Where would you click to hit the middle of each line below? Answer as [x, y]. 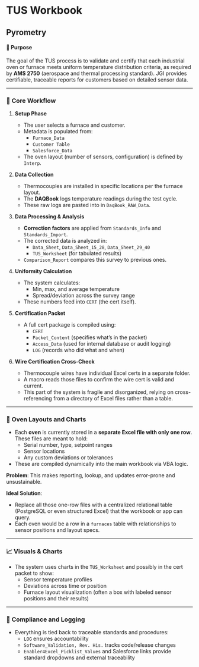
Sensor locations [44, 451]
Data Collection [34, 175]
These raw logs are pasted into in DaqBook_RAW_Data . [87, 205]
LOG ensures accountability [56, 638]
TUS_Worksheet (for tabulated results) [77, 253]
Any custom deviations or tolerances [68, 458]
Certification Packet [40, 314]
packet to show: [34, 573]
